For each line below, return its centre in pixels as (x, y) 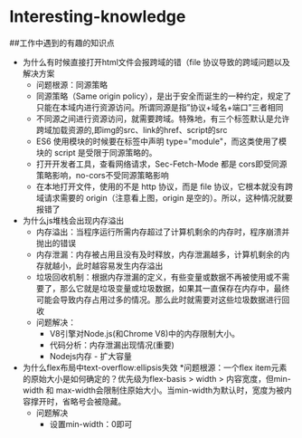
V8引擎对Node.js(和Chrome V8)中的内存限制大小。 (145, 333)
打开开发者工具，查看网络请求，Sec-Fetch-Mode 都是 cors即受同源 (161, 164)
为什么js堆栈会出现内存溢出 (73, 220)
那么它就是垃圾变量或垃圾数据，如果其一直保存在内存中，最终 (175, 288)
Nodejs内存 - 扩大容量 (91, 356)
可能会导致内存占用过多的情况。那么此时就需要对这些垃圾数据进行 (159, 300)
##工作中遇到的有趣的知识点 (62, 43)
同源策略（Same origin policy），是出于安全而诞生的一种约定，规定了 (164, 96)
